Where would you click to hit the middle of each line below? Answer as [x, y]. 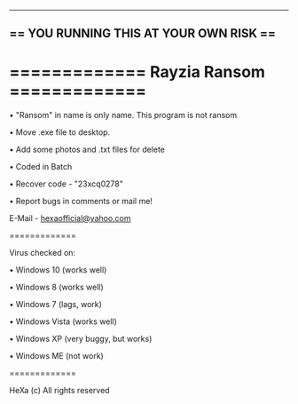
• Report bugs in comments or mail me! [81, 202]
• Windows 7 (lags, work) [55, 305]
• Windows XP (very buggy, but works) [81, 339]
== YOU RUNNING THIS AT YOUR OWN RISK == [143, 33]
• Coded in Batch [41, 167]
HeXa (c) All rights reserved [59, 391]
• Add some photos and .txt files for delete [87, 150]
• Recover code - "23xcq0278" [67, 184]
